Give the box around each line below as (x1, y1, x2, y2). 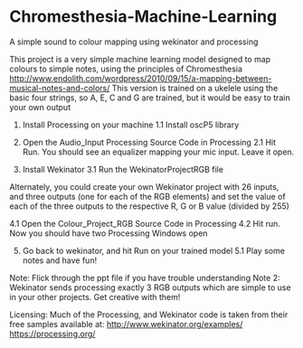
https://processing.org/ (9, 328, 96, 339)
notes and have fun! (22, 255, 98, 266)
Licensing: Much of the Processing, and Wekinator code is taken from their (9, 309, 289, 320)
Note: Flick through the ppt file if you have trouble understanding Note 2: (9, 272, 280, 283)
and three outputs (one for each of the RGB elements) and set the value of (9, 191, 287, 202)
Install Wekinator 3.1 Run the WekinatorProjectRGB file (22, 164, 224, 174)
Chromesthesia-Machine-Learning (9, 6, 278, 27)
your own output (9, 101, 71, 112)
